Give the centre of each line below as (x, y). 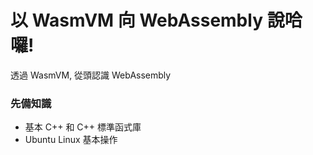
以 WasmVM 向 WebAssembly (137, 20)
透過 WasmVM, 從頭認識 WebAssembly (91, 75)
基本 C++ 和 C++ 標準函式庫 (83, 127)
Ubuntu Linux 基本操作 (71, 140)
